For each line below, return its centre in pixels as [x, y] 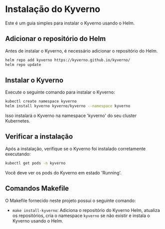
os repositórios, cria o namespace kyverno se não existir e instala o [81, 215]
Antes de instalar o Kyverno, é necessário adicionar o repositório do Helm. [82, 50]
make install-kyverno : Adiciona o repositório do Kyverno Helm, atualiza [86, 210]
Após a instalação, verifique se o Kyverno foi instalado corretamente [76, 148]
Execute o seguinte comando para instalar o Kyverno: [60, 92]
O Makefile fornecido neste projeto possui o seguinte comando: [71, 200]
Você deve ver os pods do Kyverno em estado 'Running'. [64, 172]
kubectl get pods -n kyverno [35, 163]
